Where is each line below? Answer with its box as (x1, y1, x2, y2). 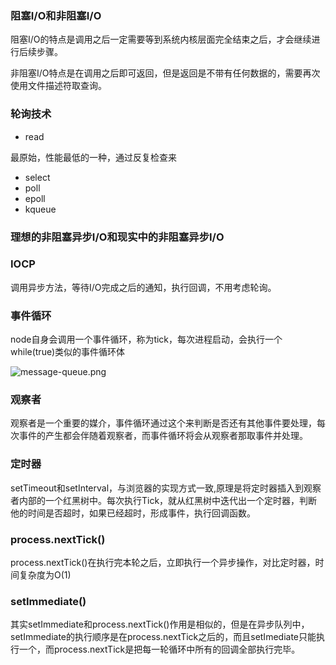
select (24, 171, 51, 183)
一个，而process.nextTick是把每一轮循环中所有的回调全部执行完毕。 (18, 643, 301, 656)
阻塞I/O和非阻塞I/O (10, 8, 102, 22)
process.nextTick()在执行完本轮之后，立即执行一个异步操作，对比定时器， (10, 557, 316, 568)
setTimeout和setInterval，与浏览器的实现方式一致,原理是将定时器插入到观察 (10, 482, 322, 494)
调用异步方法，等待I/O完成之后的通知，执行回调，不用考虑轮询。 (10, 281, 277, 293)
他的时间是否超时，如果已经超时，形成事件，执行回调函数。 (10, 507, 256, 519)
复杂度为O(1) (18, 569, 72, 581)
